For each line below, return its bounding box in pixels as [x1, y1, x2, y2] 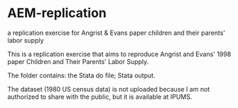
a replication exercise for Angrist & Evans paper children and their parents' [7, 28, 226, 37]
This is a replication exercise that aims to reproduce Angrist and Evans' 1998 [7, 50, 232, 58]
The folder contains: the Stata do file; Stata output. [7, 71, 156, 80]
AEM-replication [7, 5, 107, 21]
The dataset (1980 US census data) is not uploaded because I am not [7, 85, 210, 93]
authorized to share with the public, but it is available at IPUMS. [7, 92, 193, 101]
